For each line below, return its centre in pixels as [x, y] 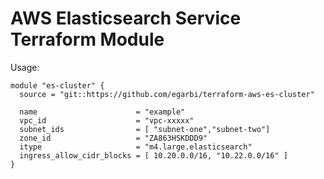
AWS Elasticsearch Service [126, 18]
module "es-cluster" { [57, 85]
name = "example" [102, 112]
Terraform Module [87, 39]
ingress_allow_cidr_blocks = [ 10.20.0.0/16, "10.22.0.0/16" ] [153, 155]
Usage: [25, 67]
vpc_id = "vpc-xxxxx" [107, 120]
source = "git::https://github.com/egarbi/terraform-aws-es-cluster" [167, 94]
